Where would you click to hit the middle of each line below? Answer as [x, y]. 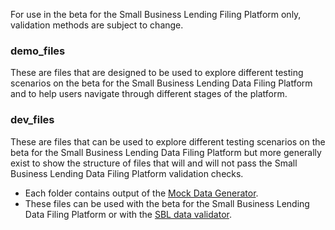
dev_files [32, 120]
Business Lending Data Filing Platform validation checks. [127, 173]
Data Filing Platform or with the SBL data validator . [128, 214]
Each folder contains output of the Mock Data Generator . [141, 193]
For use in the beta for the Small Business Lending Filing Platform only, [156, 14]
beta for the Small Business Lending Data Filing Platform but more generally [166, 152]
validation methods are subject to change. [97, 25]
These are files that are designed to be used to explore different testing [157, 73]
